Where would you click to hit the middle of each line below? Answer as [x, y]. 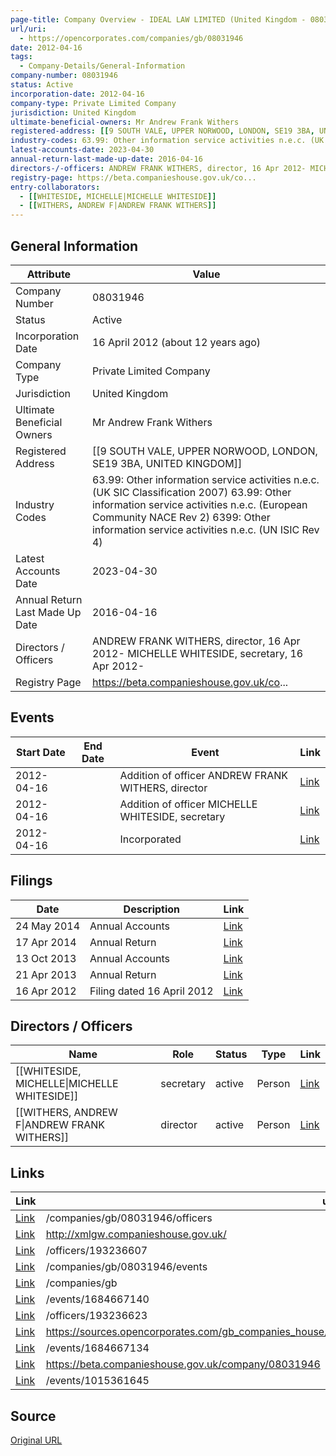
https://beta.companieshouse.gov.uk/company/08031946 [183, 1364]
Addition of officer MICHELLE [188, 804]
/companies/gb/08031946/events [126, 1267]
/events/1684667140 [97, 1299]
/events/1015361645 [97, 1381]
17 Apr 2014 [46, 942]
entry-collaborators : [55, 187]
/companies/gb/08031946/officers [129, 1218]
